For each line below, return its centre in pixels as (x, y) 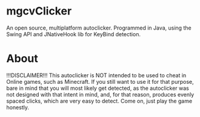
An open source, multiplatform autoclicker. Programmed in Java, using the (99, 28)
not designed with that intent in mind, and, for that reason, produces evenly (100, 94)
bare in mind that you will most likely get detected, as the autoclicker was (98, 88)
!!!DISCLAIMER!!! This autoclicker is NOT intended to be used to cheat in (96, 75)
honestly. (18, 107)
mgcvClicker (39, 11)
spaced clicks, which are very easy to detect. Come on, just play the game (99, 101)
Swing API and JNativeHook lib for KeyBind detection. (74, 34)
